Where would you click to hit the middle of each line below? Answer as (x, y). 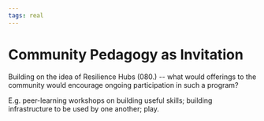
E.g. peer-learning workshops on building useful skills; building (110, 100)
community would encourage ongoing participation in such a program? (123, 85)
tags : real (26, 15)
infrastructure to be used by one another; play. (84, 108)
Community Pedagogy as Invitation (126, 54)
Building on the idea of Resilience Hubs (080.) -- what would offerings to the (132, 77)
